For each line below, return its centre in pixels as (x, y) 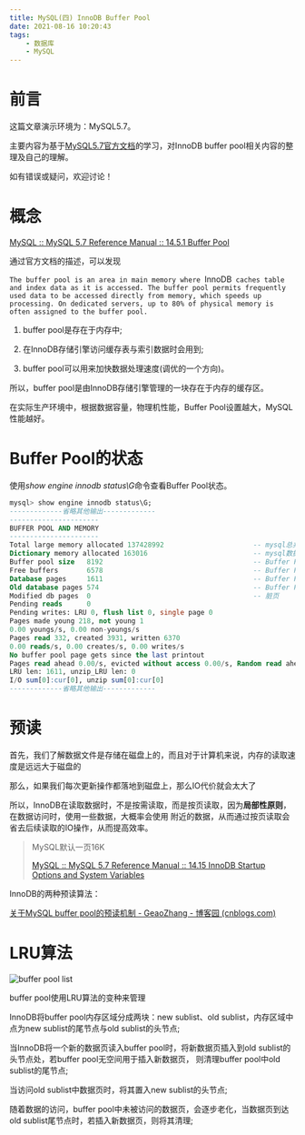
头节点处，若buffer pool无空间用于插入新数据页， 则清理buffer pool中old (145, 1059)
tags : (20, 35)
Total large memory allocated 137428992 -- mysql (148, 545)
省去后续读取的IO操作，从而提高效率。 (81, 828)
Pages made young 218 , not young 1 (77, 621)
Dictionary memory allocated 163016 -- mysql (148, 554)
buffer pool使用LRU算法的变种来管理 (78, 998)
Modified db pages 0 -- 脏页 (144, 596)
